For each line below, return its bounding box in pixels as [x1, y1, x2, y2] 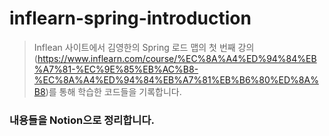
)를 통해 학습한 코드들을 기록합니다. [45, 85, 182, 97]
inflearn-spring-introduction [9, 7, 252, 30]
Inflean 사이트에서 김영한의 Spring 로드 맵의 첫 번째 [33, 41, 236, 53]
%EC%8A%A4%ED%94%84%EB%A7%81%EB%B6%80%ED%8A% [33, 73, 319, 86]
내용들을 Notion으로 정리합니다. [9, 113, 155, 127]
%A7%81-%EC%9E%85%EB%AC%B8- [33, 63, 199, 75]
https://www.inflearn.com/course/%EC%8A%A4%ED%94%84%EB [37, 52, 317, 64]
